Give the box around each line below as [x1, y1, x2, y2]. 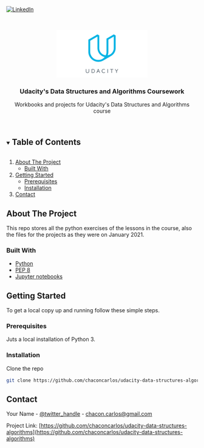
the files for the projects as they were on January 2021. [6, 231, 144, 238]
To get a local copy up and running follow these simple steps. [6, 307, 160, 314]
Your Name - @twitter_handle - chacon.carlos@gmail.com [6, 410, 153, 418]
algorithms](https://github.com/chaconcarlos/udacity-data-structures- [6, 429, 183, 436]
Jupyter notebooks [15, 273, 63, 280]
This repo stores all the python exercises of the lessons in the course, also [6, 224, 192, 231]
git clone [6, 377, 32, 383]
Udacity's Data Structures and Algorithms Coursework [19, 87, 185, 96]
